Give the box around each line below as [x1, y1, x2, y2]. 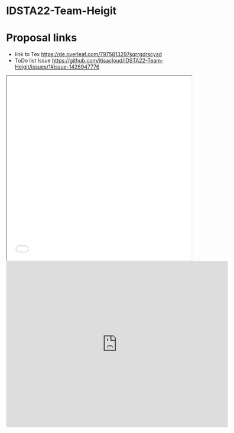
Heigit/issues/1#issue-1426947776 [14, 63, 100, 70]
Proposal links [6, 31, 77, 45]
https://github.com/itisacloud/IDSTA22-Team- [52, 57, 164, 64]
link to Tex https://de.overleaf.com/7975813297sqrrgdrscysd [14, 51, 162, 58]
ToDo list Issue [14, 57, 51, 64]
